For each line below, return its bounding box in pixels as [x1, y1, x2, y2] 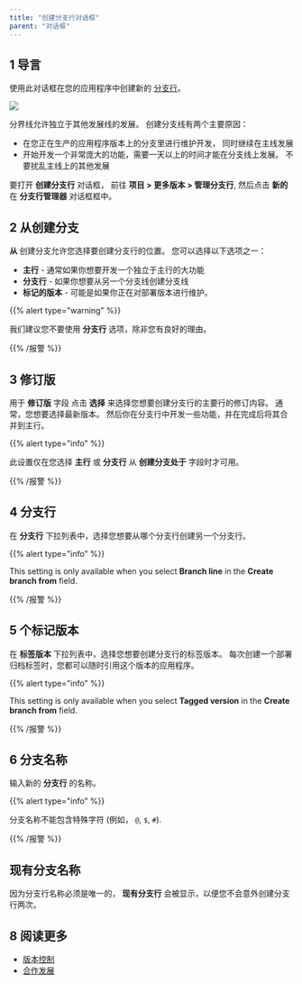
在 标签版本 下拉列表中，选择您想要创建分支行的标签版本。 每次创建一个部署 [9, 648, 293, 659]
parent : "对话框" [9, 22, 70, 31]
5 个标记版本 [9, 623, 79, 638]
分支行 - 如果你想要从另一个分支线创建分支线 [22, 276, 189, 287]
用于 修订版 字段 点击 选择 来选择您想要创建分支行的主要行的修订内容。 [9, 397, 273, 408]
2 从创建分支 [9, 220, 79, 235]
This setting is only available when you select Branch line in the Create [9, 565, 274, 577]
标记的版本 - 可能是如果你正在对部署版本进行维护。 [22, 287, 214, 298]
